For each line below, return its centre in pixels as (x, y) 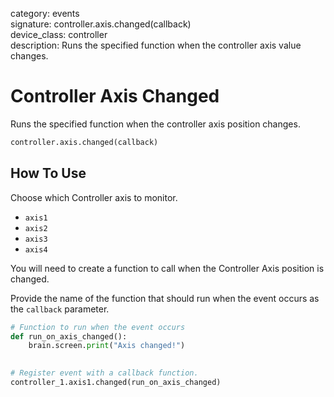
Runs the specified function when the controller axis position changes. (155, 124)
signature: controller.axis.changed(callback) (101, 24)
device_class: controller (59, 34)
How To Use (48, 173)
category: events (45, 13)
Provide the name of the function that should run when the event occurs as (165, 298)
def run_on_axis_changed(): (69, 336)
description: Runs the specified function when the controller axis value (156, 45)
